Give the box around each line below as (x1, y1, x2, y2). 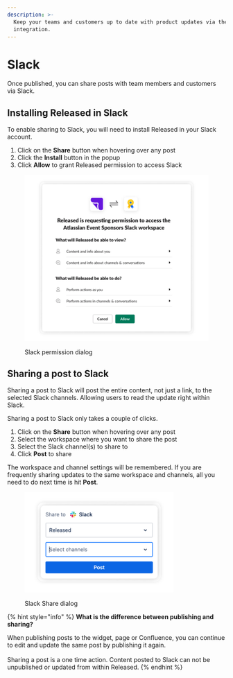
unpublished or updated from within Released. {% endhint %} (7, 663, 183, 672)
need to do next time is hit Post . (7, 478, 98, 487)
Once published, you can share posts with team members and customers (7, 80, 216, 88)
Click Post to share (17, 450, 72, 458)
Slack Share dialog (24, 600, 78, 608)
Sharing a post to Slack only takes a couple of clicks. (7, 415, 158, 423)
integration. (13, 26, 51, 33)
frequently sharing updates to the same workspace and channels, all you (7, 471, 216, 479)
